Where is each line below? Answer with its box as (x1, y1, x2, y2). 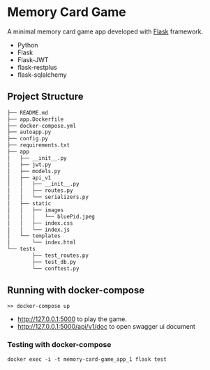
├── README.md (7, 109, 49, 116)
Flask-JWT (17, 55, 49, 64)
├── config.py (7, 135, 49, 142)
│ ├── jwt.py (7, 161, 52, 168)
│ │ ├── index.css (7, 219, 73, 227)
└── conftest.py (32, 265, 80, 272)
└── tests (7, 246, 36, 253)
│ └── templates (7, 232, 61, 239)
